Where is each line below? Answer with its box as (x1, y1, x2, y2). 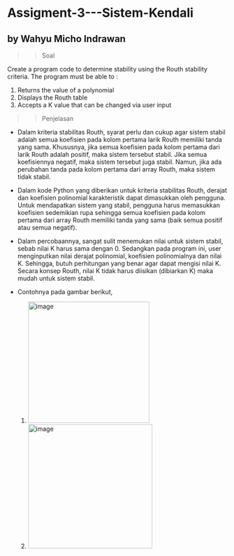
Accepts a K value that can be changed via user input (17, 101, 172, 109)
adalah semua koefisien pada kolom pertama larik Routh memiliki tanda (17, 135, 222, 144)
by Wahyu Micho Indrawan (7, 33, 126, 45)
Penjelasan (41, 114, 74, 123)
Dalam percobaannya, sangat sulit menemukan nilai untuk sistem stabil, (17, 237, 224, 245)
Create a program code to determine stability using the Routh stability (7, 65, 208, 73)
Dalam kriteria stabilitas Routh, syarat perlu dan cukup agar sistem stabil (17, 128, 226, 136)
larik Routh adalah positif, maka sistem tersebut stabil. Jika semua (17, 151, 207, 158)
